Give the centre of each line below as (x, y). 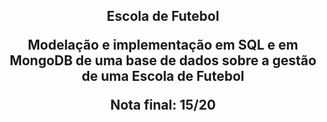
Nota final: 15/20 (163, 105)
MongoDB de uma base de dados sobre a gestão (163, 60)
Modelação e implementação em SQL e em (163, 45)
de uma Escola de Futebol (163, 76)
